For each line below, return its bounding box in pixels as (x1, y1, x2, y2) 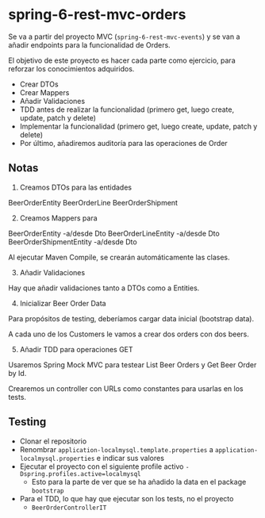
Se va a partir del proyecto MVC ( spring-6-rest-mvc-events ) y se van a (8, 32, 240, 41)
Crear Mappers (19, 87, 70, 97)
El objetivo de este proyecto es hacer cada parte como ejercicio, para (8, 56, 236, 65)
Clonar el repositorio (19, 436, 87, 446)
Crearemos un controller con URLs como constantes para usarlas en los (8, 383, 244, 393)
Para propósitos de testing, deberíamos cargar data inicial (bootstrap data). (8, 313, 255, 323)
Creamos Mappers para (19, 213, 98, 223)
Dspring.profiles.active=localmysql (19, 470, 141, 478)
